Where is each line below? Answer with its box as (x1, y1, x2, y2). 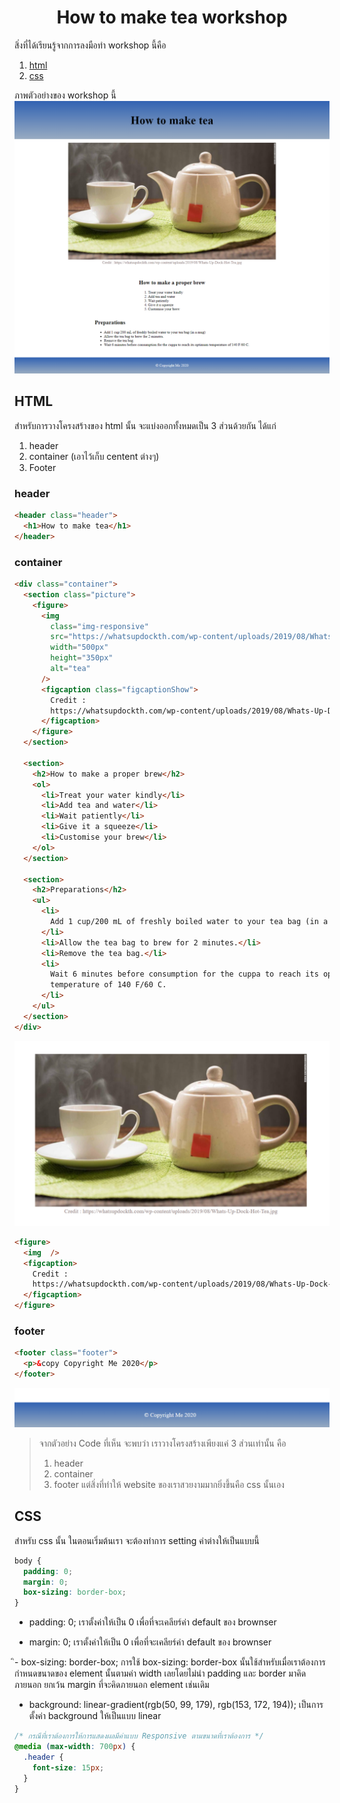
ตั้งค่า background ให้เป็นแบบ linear (28, 1710, 162, 1722)
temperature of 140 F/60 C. (50, 980, 167, 990)
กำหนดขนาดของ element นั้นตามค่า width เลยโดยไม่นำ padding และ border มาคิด (14, 1667, 307, 1680)
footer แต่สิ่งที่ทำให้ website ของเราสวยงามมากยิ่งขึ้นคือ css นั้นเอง (53, 1479, 285, 1491)
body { (14, 1556, 42, 1566)
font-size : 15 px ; (32, 1762, 105, 1773)
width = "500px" (50, 642, 109, 653)
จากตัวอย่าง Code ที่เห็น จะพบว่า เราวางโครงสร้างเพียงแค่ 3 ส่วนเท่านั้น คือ (38, 1437, 287, 1450)
